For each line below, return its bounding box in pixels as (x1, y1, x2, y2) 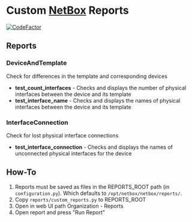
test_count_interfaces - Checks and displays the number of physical (14, 84, 187, 91)
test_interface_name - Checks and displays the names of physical (14, 97, 181, 104)
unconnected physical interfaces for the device (14, 149, 132, 157)
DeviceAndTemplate (6, 59, 67, 67)
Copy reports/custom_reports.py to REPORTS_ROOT (14, 196, 146, 203)
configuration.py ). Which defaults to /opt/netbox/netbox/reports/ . (14, 190, 182, 197)
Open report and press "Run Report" (14, 208, 106, 216)
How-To (6, 167, 37, 178)
